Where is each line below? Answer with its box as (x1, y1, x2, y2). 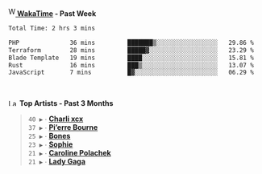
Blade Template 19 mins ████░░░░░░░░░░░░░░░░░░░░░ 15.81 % (8, 54, 254, 62)
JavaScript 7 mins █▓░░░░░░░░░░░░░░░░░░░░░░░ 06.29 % (8, 68, 254, 77)
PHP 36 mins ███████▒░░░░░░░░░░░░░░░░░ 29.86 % (8, 38, 254, 47)
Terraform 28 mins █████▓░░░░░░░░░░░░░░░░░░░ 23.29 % (8, 46, 254, 55)
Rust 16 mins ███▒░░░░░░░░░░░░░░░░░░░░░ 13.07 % (8, 61, 254, 69)
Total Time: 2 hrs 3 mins (8, 24, 95, 32)
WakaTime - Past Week (17, 9, 97, 18)
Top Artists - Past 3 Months (19, 99, 114, 108)
